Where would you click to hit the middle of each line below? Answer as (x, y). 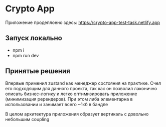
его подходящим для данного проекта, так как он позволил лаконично (81, 88)
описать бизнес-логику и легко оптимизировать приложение (71, 94)
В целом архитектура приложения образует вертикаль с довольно (77, 114)
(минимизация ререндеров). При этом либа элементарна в (69, 99)
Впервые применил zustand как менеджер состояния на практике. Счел (83, 83)
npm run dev (26, 55)
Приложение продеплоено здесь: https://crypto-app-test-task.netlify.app (83, 22)
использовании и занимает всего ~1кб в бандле (57, 104)
